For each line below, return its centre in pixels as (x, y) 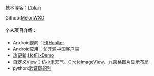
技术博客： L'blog (23, 7)
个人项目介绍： (21, 30)
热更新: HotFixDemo (33, 55)
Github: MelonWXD (25, 18)
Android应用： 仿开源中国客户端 (46, 49)
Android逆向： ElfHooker (38, 43)
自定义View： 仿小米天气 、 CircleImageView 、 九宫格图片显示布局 (81, 62)
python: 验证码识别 (32, 68)
